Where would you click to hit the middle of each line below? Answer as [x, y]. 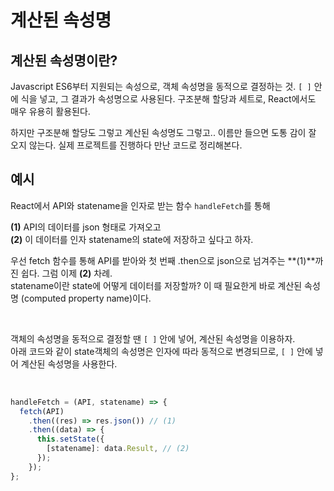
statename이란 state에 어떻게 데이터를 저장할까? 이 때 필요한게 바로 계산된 [156, 285]
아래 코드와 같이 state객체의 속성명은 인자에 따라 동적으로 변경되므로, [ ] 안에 [161, 351]
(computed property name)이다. [86, 298]
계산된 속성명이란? [64, 60]
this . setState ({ [70, 439]
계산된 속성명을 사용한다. [69, 363]
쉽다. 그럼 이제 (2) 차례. [66, 273]
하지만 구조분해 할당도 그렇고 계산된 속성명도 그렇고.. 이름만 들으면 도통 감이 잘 [163, 132]
